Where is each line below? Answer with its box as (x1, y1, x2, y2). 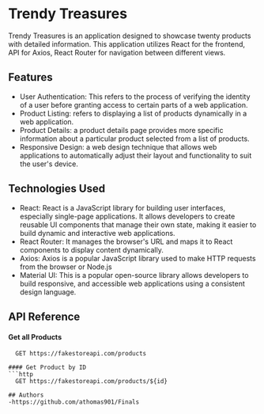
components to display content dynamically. (19, 245, 164, 254)
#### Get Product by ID (8, 363, 87, 372)
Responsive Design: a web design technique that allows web (19, 142, 217, 151)
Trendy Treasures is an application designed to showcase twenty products (8, 31, 251, 40)
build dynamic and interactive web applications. (19, 228, 175, 237)
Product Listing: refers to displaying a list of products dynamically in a (19, 108, 247, 118)
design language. (19, 287, 77, 297)
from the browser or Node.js (19, 262, 112, 272)
